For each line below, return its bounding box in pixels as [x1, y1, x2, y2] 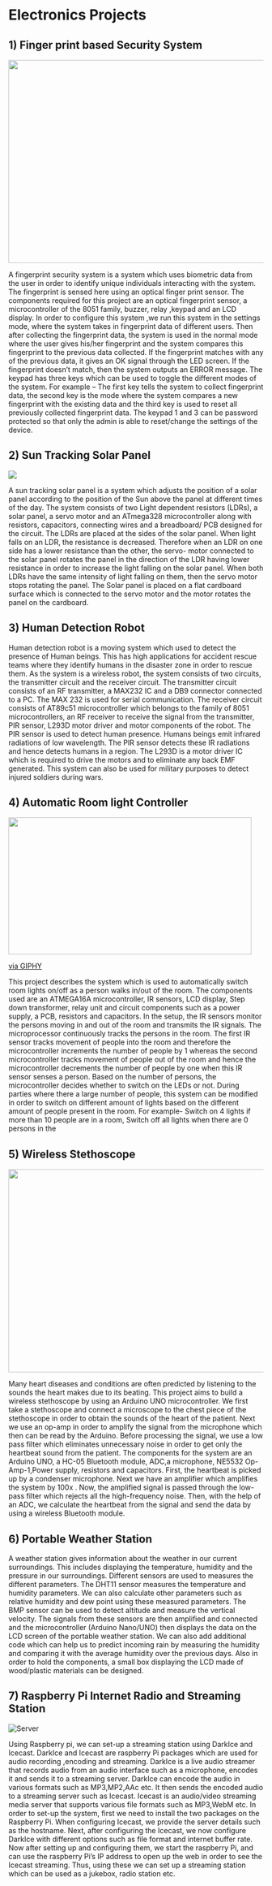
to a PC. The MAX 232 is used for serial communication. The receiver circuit [8, 694, 262, 704]
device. [8, 425, 33, 435]
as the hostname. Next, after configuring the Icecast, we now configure [8, 1825, 247, 1835]
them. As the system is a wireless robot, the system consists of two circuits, [8, 668, 261, 678]
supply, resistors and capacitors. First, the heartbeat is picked [55, 1465, 261, 1475]
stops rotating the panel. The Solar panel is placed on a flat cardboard [8, 580, 242, 590]
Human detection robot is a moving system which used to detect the [8, 642, 236, 652]
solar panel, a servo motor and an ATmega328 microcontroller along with [8, 511, 253, 521]
